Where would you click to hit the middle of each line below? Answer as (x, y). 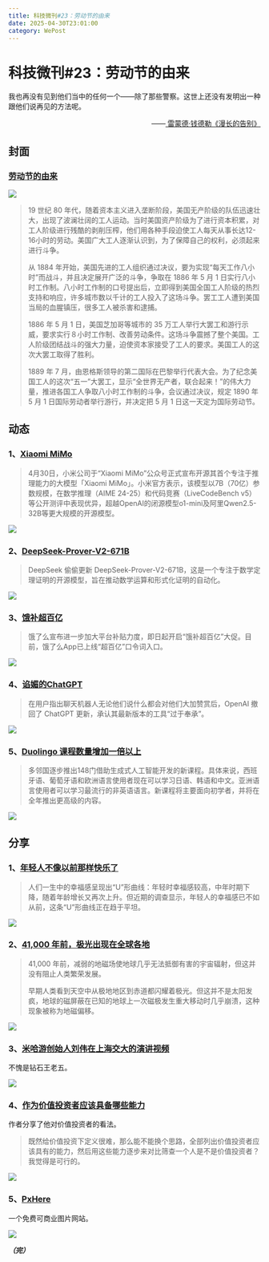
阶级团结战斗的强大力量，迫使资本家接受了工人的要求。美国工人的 (144, 344)
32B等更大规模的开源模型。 (73, 513)
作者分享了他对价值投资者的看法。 (64, 1124)
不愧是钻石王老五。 (40, 1068)
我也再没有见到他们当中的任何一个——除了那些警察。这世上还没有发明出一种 (134, 96)
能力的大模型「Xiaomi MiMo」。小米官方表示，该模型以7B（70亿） (144, 483)
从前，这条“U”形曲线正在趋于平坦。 (86, 907)
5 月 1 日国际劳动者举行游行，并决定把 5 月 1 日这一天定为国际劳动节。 (144, 401)
